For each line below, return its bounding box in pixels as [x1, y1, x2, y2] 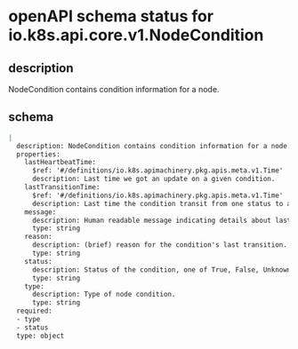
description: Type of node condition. [31, 290, 176, 299]
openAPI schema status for [8, 6, 214, 27]
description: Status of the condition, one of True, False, [31, 265, 260, 274]
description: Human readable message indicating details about [31, 216, 272, 225]
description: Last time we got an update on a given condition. [31, 175, 276, 184]
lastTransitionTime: [24, 183, 101, 192]
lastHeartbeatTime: [24, 158, 97, 167]
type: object [16, 331, 65, 340]
